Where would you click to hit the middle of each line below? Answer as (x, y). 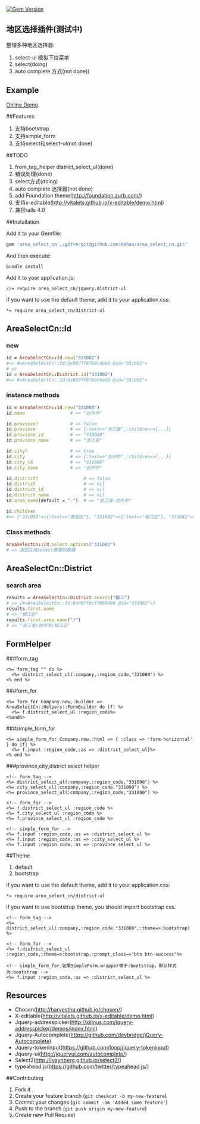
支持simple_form (35, 136)
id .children (21, 511)
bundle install (25, 267)
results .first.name (30, 609)
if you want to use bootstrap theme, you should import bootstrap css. (91, 907)
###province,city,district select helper (53, 766)
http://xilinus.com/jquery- (102, 1022)
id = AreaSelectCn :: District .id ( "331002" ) (60, 374)
